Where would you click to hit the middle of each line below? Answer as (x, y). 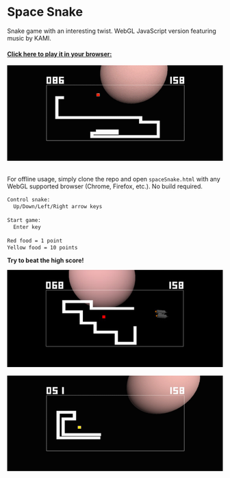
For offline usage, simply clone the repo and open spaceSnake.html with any (114, 179)
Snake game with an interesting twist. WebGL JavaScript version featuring (112, 31)
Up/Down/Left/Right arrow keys (58, 207)
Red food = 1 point (35, 241)
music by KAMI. (29, 38)
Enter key (27, 227)
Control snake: (29, 200)
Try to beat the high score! (46, 260)
